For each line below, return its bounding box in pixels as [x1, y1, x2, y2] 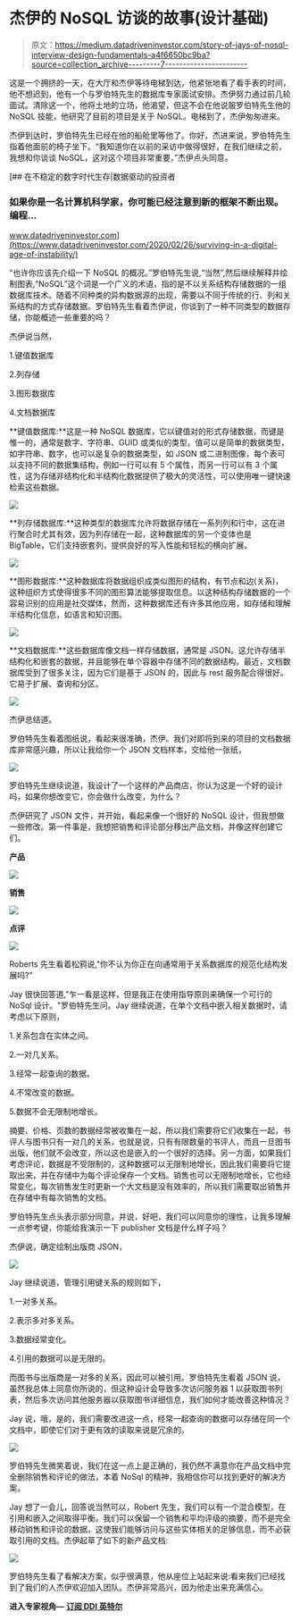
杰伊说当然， [9, 332, 56, 342]
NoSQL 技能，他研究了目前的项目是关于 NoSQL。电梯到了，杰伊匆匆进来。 [9, 111, 285, 122]
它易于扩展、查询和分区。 [9, 678, 104, 689]
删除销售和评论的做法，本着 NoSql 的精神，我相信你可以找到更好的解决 [16, 1472, 279, 1482]
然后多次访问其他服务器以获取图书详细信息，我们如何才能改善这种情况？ [24, 1395, 291, 1406]
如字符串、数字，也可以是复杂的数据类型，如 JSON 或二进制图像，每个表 [9, 449, 279, 459]
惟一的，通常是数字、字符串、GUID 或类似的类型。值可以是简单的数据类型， [9, 437, 289, 448]
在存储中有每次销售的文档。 [9, 1192, 112, 1203]
